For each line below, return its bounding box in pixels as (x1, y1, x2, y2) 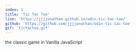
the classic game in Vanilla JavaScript (5, 39, 83, 45)
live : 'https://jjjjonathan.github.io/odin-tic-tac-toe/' (5, 16, 128, 21)
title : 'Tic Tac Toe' (5, 12, 50, 17)
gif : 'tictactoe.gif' (5, 26, 50, 31)
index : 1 (5, 7, 23, 12)
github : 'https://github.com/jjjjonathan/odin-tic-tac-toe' (5, 21, 133, 26)
